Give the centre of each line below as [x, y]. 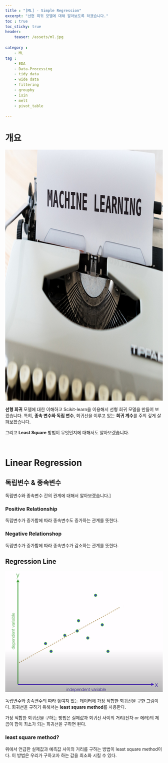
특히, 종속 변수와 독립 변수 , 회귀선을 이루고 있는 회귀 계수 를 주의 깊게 [90, 416]
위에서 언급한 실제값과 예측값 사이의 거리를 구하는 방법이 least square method [82, 749]
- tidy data [26, 74]
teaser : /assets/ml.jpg [39, 37]
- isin [21, 95]
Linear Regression [44, 463]
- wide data [26, 80]
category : [16, 48]
